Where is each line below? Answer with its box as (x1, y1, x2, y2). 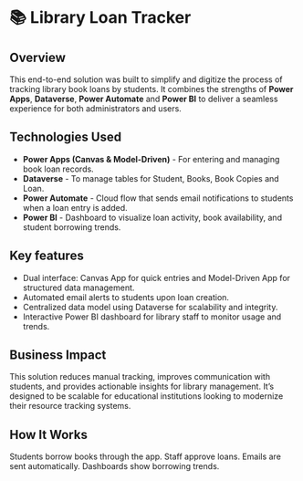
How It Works (9, 426, 89, 443)
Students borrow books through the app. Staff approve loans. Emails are (9, 451, 281, 462)
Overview (9, 49, 67, 65)
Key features (9, 248, 84, 264)
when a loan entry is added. (22, 202, 128, 213)
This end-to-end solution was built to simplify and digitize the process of (9, 74, 283, 85)
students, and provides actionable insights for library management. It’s (9, 381, 275, 392)
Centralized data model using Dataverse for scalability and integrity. (22, 301, 278, 312)
